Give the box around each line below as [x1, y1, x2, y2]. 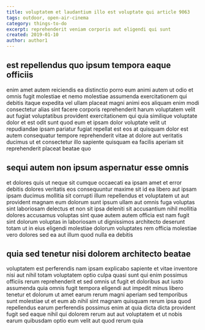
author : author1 [6, 37, 48, 44]
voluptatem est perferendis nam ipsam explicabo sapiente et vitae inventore [6, 265, 198, 272]
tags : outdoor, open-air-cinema [6, 15, 89, 21]
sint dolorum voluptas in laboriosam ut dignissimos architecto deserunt [6, 218, 185, 225]
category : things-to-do [6, 20, 67, 26]
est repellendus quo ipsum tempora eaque [6, 60, 171, 71]
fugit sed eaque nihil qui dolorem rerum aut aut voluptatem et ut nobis [6, 310, 182, 318]
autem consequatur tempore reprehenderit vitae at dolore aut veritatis [6, 131, 182, 139]
